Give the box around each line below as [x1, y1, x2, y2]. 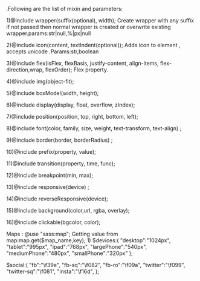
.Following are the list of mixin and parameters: [6, 5, 123, 12]
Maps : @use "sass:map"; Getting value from [6, 230, 118, 237]
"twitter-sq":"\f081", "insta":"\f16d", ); [6, 268, 100, 275]
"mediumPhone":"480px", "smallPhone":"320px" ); [6, 250, 133, 257]
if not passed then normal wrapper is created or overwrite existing [6, 24, 171, 30]
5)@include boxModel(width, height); [6, 90, 99, 96]
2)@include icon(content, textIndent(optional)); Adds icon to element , [6, 42, 181, 48]
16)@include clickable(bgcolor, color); [6, 219, 101, 226]
